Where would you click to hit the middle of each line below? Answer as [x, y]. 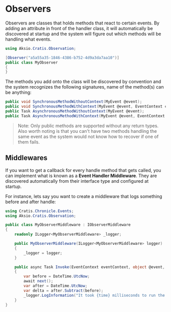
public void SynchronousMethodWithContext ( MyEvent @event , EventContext [84, 107]
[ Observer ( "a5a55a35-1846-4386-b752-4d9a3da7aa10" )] [62, 58]
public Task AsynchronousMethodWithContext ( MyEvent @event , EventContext [85, 116]
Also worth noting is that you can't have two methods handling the [87, 131]
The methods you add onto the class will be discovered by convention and [83, 81]
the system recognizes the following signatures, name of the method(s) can [84, 87]
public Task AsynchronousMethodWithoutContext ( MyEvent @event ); [75, 111]
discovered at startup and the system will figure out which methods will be [83, 34]
